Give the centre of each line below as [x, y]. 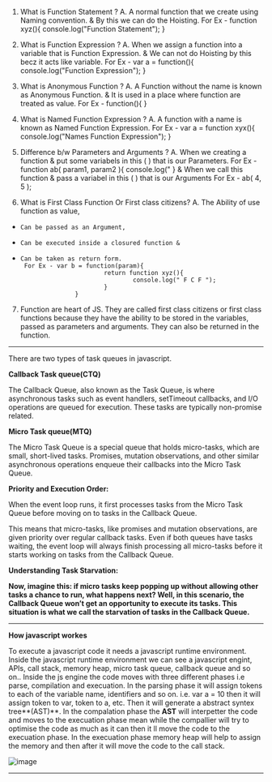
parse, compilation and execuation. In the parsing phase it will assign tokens [136, 685]
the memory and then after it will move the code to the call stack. [117, 746]
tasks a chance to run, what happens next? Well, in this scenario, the [126, 595]
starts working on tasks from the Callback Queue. [91, 554]
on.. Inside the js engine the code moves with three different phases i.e [127, 677]
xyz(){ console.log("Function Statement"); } [93, 29]
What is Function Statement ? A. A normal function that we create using [139, 12]
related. [21, 416]
